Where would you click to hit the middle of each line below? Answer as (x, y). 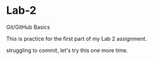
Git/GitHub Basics (28, 27)
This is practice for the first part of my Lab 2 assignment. (76, 38)
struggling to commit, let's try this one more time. (67, 50)
